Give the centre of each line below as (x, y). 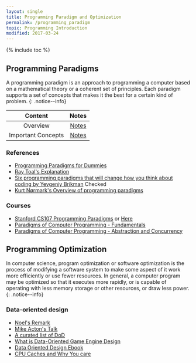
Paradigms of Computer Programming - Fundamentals (80, 225)
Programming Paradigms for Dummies (61, 165)
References (23, 152)
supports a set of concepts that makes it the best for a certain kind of (90, 95)
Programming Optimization (56, 249)
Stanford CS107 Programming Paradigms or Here (73, 218)
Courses (18, 206)
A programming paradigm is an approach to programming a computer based (98, 82)
